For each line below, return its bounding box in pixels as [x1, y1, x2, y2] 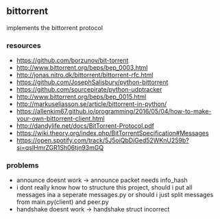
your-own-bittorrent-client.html [16, 114, 105, 123]
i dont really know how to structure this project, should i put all [16, 183, 193, 192]
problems [6, 161, 39, 170]
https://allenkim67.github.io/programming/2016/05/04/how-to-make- [16, 107, 212, 116]
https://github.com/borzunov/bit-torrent [16, 56, 129, 64]
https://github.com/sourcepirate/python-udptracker [16, 86, 162, 94]
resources [6, 40, 42, 50]
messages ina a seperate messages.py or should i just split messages [16, 191, 214, 199]
